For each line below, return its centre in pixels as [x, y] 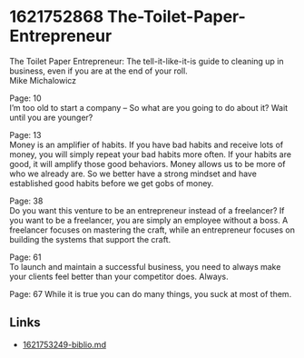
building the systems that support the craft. [90, 239]
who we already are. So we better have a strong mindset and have [133, 174]
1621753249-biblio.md [64, 344]
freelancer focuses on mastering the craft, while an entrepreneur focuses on [152, 230]
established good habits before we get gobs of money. [112, 183]
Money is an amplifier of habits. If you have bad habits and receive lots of [147, 144]
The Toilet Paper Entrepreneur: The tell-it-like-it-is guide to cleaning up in [147, 61]
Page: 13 [25, 134]
